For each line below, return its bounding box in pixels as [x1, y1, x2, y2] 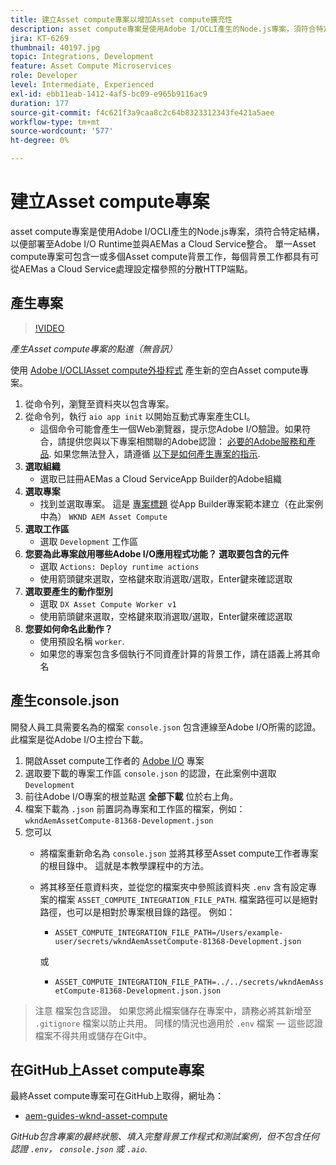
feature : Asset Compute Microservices [10, 61, 172, 71]
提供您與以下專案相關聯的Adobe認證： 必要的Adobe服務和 [66, 435, 308, 447]
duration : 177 [10, 98, 70, 108]
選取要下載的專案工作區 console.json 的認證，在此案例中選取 [24, 767, 277, 779]
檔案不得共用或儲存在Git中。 [34, 1029, 153, 1041]
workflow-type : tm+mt [10, 117, 101, 127]
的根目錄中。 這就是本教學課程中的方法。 [39, 859, 210, 871]
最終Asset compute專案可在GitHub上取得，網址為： [10, 1090, 224, 1102]
